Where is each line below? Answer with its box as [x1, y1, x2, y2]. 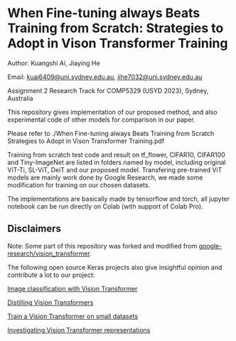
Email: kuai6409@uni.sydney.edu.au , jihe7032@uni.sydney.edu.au [7, 73, 203, 81]
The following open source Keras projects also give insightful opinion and [7, 263, 222, 271]
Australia [7, 94, 33, 103]
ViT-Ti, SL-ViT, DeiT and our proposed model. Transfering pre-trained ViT [7, 165, 222, 174]
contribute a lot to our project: [7, 271, 95, 279]
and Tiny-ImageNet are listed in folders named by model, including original [7, 158, 226, 167]
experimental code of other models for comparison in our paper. [7, 115, 195, 124]
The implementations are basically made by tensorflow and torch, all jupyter [7, 194, 230, 203]
